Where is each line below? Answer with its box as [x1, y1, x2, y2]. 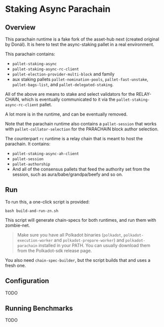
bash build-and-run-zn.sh [5, 208, 58, 213]
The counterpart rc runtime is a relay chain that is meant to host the [5, 136, 143, 141]
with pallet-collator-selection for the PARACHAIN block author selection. [5, 126, 159, 132]
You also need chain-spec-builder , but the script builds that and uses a [5, 257, 151, 263]
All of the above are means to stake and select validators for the [5, 91, 135, 97]
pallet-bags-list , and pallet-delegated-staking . [12, 82, 114, 87]
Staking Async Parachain [5, 3, 111, 15]
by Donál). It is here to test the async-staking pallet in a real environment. [5, 41, 155, 47]
